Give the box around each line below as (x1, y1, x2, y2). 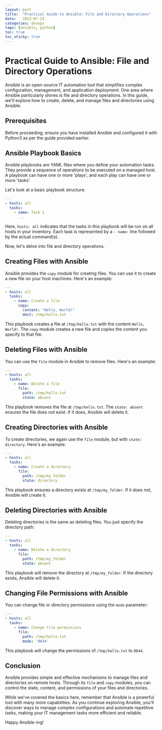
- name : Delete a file (14, 382, 60, 386)
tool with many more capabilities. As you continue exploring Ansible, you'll (5, 700, 154, 706)
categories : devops (5, 20, 45, 26)
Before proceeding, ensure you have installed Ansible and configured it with (5, 130, 157, 136)
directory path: (5, 524, 35, 530)
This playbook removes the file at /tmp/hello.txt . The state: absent (5, 404, 144, 410)
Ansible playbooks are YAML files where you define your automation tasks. (5, 162, 155, 168)
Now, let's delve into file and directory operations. (5, 243, 105, 249)
